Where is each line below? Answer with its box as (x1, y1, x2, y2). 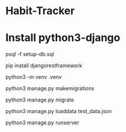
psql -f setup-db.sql (5, 51, 54, 58)
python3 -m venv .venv (5, 74, 62, 81)
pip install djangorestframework (5, 62, 82, 69)
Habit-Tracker (5, 4, 75, 18)
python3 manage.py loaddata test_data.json (5, 108, 112, 115)
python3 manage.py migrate (5, 96, 74, 104)
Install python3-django (5, 31, 121, 45)
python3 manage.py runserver (5, 119, 79, 126)
